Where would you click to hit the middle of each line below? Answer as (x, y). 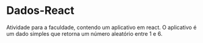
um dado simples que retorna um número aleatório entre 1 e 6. (84, 33)
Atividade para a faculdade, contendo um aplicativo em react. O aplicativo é (101, 27)
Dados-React (41, 11)
